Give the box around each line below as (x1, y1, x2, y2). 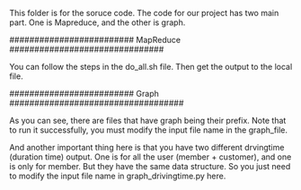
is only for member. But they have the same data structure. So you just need (9, 161, 291, 171)
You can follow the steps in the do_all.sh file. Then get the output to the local (9, 62, 293, 72)
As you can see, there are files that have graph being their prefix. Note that (9, 116, 287, 125)
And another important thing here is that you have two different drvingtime (9, 142, 285, 152)
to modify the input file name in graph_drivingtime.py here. (9, 170, 226, 181)
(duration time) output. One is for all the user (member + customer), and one (9, 151, 292, 162)
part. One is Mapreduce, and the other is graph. (9, 17, 186, 28)
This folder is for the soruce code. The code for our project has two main (9, 8, 279, 18)
